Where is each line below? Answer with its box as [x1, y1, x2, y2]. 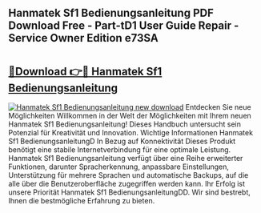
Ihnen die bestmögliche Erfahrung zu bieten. [8, 196, 155, 205]
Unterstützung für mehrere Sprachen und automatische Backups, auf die [8, 171, 249, 179]
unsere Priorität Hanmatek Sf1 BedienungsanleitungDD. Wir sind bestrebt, [8, 187, 251, 197]
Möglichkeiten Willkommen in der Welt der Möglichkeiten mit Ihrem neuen [8, 111, 252, 120]
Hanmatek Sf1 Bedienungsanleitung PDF [8, 6, 215, 20]
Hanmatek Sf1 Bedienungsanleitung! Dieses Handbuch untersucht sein [8, 119, 242, 129]
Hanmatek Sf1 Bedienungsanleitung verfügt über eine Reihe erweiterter [8, 154, 243, 163]
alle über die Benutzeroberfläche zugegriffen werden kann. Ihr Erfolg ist [8, 179, 246, 188]
